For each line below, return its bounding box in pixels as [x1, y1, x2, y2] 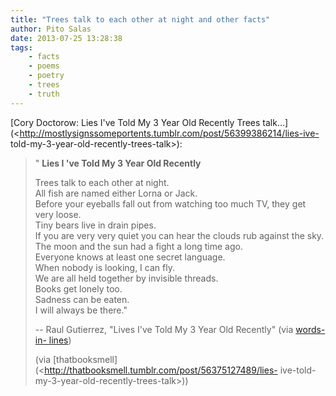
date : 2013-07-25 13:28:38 [10, 33, 123, 43]
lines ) [48, 334, 72, 346]
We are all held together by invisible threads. [34, 272, 219, 284]
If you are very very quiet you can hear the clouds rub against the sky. [34, 229, 325, 241]
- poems [28, 61, 60, 71]
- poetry [28, 71, 65, 81]
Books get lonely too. [34, 282, 123, 295]
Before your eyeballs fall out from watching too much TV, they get [34, 197, 307, 210]
